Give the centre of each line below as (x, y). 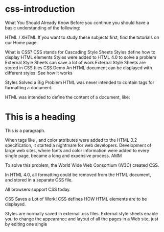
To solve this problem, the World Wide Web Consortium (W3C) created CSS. (82, 165)
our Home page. (22, 42)
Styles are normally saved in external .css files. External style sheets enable (82, 213)
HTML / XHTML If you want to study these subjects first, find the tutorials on (82, 37)
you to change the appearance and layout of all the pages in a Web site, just (82, 219)
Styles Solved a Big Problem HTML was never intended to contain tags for (80, 82)
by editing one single (26, 224)
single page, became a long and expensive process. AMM (64, 155)
